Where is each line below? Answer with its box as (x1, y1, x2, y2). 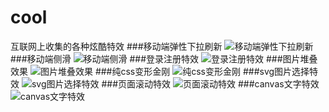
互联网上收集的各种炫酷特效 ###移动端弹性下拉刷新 (10, 40, 223, 52)
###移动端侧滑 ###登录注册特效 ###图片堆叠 (10, 52, 318, 65)
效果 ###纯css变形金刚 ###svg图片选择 (10, 65, 310, 77)
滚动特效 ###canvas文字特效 (135, 77, 320, 90)
